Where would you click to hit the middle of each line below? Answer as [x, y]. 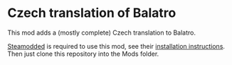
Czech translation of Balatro [92, 13]
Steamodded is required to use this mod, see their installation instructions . [116, 46]
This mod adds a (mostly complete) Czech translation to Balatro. [102, 32]
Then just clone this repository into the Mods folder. [83, 54]
